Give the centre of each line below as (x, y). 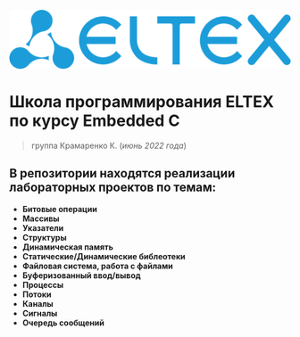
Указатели (43, 227)
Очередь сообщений (63, 323)
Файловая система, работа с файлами (98, 266)
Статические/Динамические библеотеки (104, 256)
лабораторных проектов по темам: (113, 188)
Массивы (41, 218)
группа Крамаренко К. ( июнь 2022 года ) (109, 145)
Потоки (37, 294)
